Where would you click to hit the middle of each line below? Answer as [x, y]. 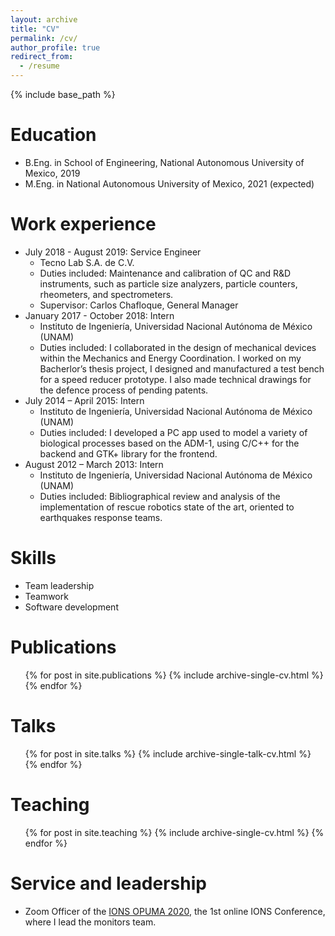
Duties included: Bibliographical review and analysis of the [160, 496]
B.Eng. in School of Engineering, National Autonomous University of [164, 162]
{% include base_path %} [63, 94]
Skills [33, 558]
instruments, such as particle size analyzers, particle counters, [168, 283]
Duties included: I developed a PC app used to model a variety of [173, 432]
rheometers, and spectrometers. [106, 294]
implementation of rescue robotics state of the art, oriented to [167, 507]
